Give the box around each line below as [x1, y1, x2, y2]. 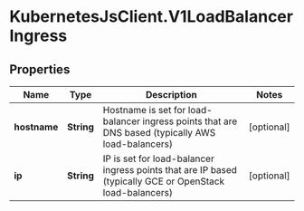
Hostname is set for [102, 104, 186, 116]
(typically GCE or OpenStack [102, 175, 224, 187]
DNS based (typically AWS [102, 127, 216, 139]
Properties [9, 62, 71, 77]
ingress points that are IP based [102, 164, 238, 176]
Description [145, 89, 197, 101]
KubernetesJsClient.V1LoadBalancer [9, 6, 294, 27]
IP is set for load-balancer [102, 152, 214, 165]
